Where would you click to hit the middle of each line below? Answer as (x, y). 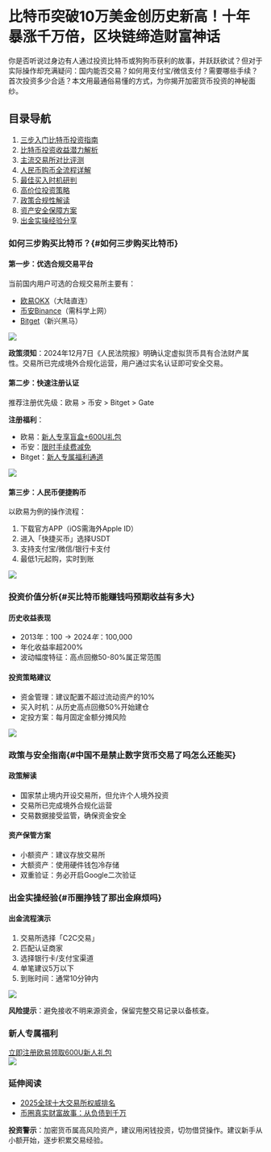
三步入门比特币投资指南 (59, 140)
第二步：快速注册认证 (44, 383)
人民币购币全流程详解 (55, 169)
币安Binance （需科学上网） (65, 311)
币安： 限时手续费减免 (55, 447)
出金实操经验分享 (48, 220)
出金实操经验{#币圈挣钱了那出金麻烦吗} (85, 898)
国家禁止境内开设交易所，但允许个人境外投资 (94, 795)
